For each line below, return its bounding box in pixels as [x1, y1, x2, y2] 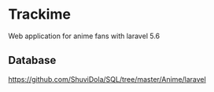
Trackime [8, 5, 71, 23]
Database [8, 54, 57, 67]
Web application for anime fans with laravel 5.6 [8, 31, 160, 41]
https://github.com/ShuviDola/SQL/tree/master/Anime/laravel [8, 74, 206, 83]
